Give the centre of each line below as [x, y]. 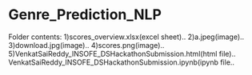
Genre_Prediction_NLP [85, 15]
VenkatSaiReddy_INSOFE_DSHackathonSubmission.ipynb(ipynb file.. [121, 62]
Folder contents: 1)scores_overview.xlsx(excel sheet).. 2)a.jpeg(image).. [126, 37]
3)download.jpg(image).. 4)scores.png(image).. [86, 45]
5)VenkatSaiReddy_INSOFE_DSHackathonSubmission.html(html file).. [122, 53]
